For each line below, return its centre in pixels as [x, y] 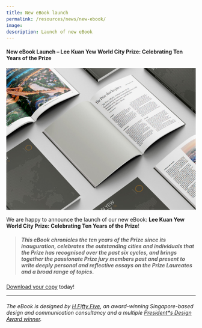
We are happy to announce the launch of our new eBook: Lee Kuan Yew [96, 220]
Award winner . [24, 319]
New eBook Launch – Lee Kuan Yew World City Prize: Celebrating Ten [95, 52]
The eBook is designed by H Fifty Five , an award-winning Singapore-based [100, 306]
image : [14, 25]
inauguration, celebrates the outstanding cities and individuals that [107, 246]
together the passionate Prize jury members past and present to [103, 259]
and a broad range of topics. [57, 272]
